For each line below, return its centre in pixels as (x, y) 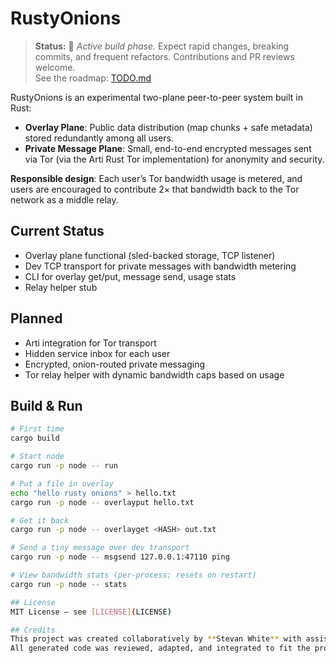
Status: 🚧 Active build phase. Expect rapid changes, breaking (162, 46)
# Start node (37, 457)
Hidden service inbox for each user (97, 353)
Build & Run (46, 405)
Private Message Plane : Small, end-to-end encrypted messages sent (168, 148)
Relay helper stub (61, 287)
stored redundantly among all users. (99, 138)
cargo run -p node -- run (64, 466)
